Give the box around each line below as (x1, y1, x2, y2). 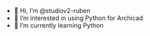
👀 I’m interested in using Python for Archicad (13, 14, 144, 22)
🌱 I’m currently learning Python (13, 21, 104, 29)
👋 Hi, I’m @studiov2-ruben (13, 7, 91, 15)
